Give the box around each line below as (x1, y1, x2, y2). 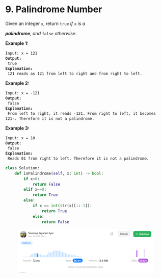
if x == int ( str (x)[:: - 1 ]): (32, 203, 93, 209)
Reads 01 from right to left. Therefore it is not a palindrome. (7, 156, 149, 161)
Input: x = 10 (5, 135, 36, 141)
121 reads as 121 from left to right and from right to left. (7, 71, 143, 76)
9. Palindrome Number (5, 4, 102, 15)
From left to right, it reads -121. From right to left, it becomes (7, 111, 156, 116)
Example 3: (5, 125, 30, 131)
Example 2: (5, 80, 30, 86)
